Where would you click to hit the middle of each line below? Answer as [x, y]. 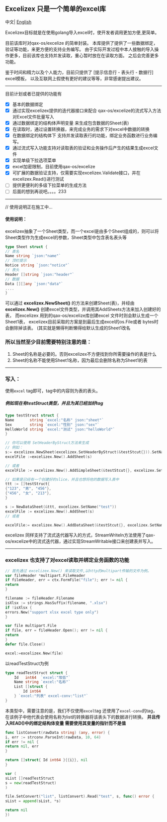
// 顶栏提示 [16, 261]
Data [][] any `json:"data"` [34, 284]
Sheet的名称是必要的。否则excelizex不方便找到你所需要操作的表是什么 [84, 354]
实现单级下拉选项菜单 [34, 160]
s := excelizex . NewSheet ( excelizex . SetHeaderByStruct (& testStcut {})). [79, 452]
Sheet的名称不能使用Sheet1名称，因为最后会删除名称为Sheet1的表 [80, 360]
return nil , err [22, 746]
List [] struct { [31, 687]
